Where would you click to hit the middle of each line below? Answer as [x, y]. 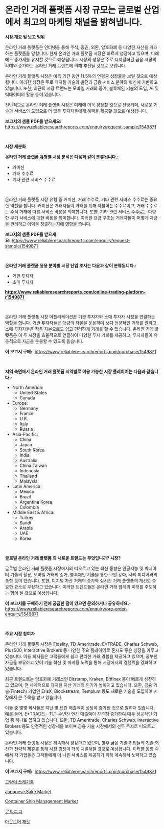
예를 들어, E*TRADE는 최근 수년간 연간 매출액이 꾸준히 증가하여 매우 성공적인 [79, 714]
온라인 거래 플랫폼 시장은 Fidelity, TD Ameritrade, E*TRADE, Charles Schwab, [82, 644]
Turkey [26, 517]
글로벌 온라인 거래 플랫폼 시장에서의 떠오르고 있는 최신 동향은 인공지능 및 [74, 568]
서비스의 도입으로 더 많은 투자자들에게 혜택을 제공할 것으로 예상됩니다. [81, 111]
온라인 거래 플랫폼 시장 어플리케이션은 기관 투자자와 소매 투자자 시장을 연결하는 [80, 317]
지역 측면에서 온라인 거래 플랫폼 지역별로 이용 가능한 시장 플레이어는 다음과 [75, 371]
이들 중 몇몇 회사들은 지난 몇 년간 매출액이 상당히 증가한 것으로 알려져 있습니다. [80, 707]
